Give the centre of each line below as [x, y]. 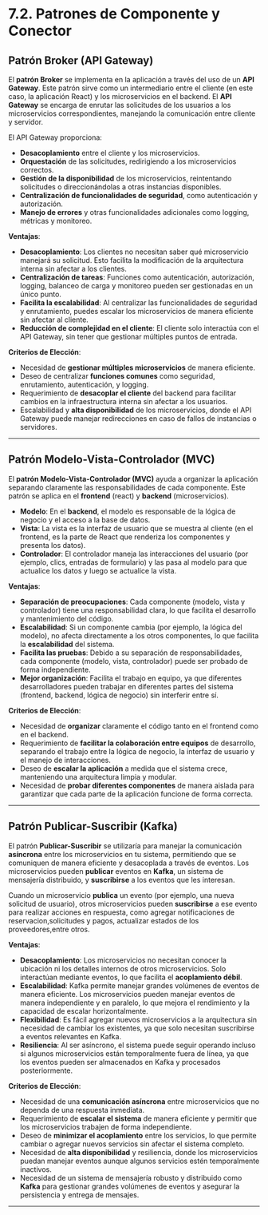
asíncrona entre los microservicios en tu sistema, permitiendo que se [122, 854]
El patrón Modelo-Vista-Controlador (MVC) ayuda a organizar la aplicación [133, 478]
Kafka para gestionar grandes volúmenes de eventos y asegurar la [130, 1186]
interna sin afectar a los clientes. [73, 269]
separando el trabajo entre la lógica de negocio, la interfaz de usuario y [137, 751]
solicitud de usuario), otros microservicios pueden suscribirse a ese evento [133, 903]
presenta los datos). [53, 545]
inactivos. [35, 1169]
